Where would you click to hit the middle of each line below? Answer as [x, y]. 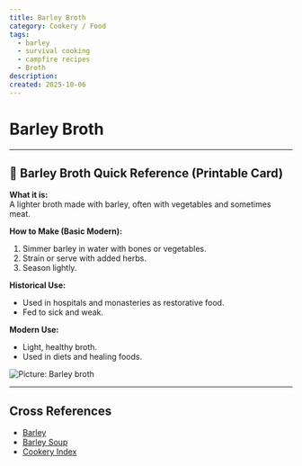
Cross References [61, 411]
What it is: [29, 195]
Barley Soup [45, 443]
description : [34, 76]
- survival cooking [54, 51]
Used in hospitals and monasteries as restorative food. [123, 303]
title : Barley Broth [48, 18]
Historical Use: [37, 285]
